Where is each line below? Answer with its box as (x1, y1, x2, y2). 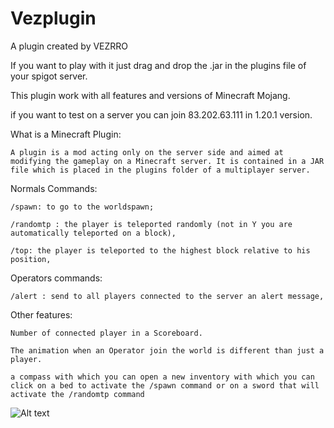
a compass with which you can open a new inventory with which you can (10, 372, 315, 382)
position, (10, 254, 52, 264)
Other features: (10, 308, 73, 321)
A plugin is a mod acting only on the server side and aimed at (10, 147, 284, 157)
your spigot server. (10, 70, 88, 82)
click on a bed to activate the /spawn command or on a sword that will (10, 380, 320, 391)
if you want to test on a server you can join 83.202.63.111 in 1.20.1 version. (10, 108, 313, 121)
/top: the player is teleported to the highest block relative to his (10, 245, 311, 256)
